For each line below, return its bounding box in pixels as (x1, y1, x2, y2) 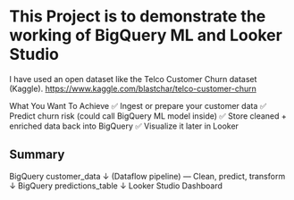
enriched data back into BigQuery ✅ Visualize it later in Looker (9, 121, 239, 131)
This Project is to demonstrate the (9, 6, 266, 27)
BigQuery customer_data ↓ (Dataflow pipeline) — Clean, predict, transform (9, 171, 286, 181)
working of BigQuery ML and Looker (9, 25, 283, 46)
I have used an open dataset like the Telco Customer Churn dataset (9, 73, 257, 84)
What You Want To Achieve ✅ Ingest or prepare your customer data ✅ (9, 100, 267, 111)
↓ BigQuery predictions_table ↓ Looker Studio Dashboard (9, 180, 223, 191)
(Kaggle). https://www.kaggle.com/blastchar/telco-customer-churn (9, 83, 256, 94)
